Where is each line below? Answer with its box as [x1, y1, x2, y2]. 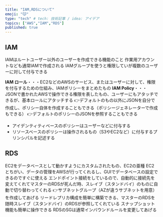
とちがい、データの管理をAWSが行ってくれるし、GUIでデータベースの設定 [5, 168, 154, 175]
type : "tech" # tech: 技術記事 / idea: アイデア [5, 16, 100, 21]
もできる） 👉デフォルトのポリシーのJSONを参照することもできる [5, 111, 138, 117]
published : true [5, 25, 38, 30]
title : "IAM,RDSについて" [5, 7, 54, 12]
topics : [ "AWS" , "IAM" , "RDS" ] [5, 20, 64, 26]
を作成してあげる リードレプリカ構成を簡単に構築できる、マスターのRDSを [5, 195, 155, 200]
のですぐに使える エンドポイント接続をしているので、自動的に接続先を [13, 175, 155, 181]
